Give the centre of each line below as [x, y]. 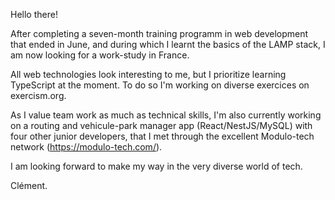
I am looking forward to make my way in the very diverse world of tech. [156, 166]
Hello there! [34, 14]
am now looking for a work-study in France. [100, 55]
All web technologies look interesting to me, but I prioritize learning [148, 74]
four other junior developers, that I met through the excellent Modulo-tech [162, 136]
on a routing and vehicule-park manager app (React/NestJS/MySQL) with [161, 125]
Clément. [29, 185]
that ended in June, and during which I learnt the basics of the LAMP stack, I [168, 44]
